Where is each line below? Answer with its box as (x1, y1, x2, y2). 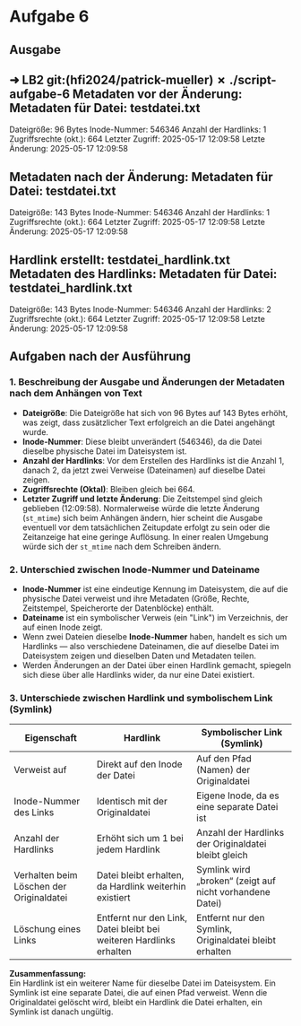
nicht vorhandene (196, 886, 271, 899)
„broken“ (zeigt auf (196, 874, 276, 887)
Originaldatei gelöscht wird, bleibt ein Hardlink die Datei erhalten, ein (9, 997, 262, 1008)
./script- (228, 72, 277, 87)
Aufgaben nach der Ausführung (9, 349, 191, 364)
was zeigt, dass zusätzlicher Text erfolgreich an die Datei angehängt (21, 417, 276, 428)
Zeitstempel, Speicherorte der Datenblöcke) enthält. (21, 603, 214, 613)
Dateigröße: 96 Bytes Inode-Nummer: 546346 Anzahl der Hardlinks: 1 (9, 124, 267, 135)
